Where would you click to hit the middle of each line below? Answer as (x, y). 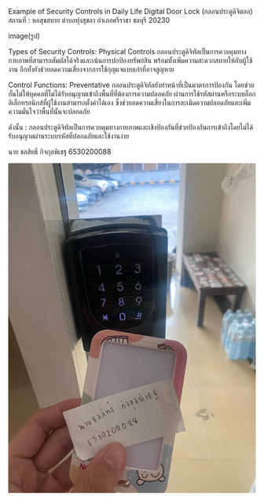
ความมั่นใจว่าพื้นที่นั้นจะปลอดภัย (49, 112)
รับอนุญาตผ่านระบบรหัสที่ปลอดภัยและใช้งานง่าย (69, 136)
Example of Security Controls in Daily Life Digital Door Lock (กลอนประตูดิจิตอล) (130, 11)
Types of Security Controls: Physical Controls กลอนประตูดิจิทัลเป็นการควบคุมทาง (127, 51)
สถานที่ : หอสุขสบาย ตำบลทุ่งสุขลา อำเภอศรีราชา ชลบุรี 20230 (89, 20)
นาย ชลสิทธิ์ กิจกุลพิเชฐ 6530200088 (60, 152)
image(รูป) (24, 36)
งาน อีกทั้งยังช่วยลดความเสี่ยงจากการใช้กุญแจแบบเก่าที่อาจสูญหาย (91, 69)
